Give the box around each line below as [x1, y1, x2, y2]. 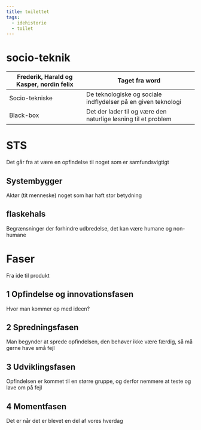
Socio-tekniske [9, 94, 53, 102]
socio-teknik [6, 51, 71, 64]
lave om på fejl [6, 384, 42, 391]
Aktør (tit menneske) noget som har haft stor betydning [6, 192, 142, 199]
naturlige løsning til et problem [86, 115, 172, 123]
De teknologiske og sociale [86, 90, 162, 99]
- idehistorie [11, 20, 47, 26]
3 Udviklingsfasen [6, 362, 76, 372]
